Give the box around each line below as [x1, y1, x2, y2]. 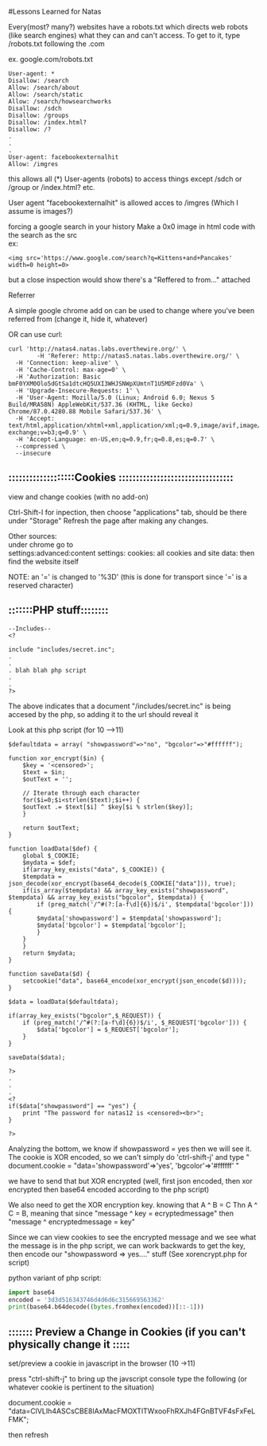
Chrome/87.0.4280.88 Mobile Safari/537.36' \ [8, 408, 161, 416]
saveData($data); [8, 1053, 66, 1061]
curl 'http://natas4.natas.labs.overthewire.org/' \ [8, 345, 187, 353]
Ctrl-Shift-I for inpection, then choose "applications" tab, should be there [8, 507, 248, 517]
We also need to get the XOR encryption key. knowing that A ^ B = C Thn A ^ [8, 1200, 258, 1209]
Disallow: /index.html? [8, 118, 87, 126]
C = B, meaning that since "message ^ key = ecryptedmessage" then [8, 1208, 234, 1218]
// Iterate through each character [22, 789, 141, 797]
